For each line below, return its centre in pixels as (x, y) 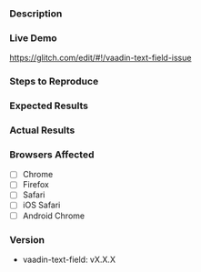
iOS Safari (41, 205)
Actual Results (42, 130)
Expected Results (49, 106)
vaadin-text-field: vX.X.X (69, 259)
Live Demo (33, 37)
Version (27, 239)
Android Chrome (53, 216)
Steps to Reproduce (54, 82)
